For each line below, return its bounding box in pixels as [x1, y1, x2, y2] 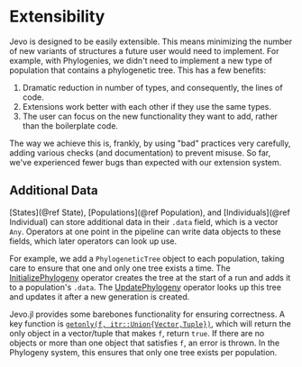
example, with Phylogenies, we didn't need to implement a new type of [9, 55, 273, 66]
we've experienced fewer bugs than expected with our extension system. [9, 157, 282, 167]
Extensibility [9, 6, 105, 27]
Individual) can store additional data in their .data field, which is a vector [9, 216, 279, 227]
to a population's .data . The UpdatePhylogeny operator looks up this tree [9, 282, 282, 292]
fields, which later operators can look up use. [9, 236, 178, 246]
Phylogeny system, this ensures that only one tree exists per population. [9, 346, 278, 357]
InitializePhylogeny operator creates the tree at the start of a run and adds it [9, 272, 291, 282]
